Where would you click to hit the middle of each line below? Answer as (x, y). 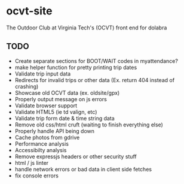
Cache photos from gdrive (47, 137)
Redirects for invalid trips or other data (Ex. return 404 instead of (95, 80)
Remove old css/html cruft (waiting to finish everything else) (89, 125)
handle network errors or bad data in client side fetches (83, 169)
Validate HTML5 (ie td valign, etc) (56, 111)
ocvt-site (29, 11)
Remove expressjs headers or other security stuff (76, 156)
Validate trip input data (43, 74)
